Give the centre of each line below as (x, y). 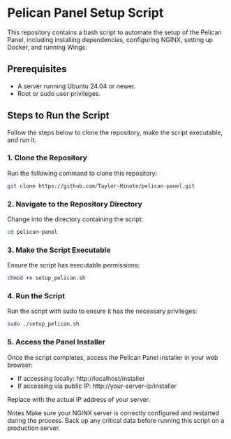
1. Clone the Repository (47, 158)
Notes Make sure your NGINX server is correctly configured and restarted (113, 413)
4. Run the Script (36, 296)
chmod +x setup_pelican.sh (46, 278)
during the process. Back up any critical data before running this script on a (116, 420)
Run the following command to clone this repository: (82, 173)
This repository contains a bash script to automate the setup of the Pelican (114, 32)
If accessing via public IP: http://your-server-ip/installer (97, 386)
